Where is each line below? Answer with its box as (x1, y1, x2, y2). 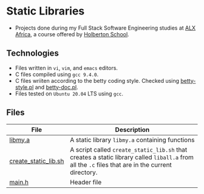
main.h (9, 178, 29, 186)
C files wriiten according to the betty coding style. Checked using (15, 77, 180, 84)
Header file (69, 178, 102, 186)
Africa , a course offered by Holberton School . (15, 30, 129, 37)
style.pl (15, 83, 34, 91)
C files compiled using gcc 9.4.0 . (15, 71, 99, 78)
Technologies (6, 48, 59, 59)
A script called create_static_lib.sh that (69, 145, 188, 154)
